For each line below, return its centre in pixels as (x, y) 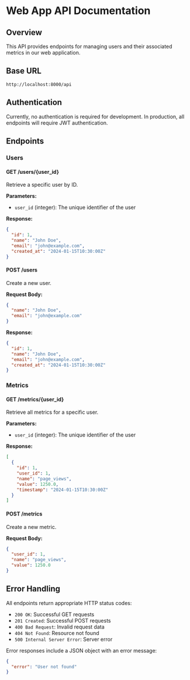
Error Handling (33, 589)
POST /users (22, 270)
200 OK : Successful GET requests (54, 614)
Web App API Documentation (78, 11)
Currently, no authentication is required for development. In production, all (95, 116)
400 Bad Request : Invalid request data (59, 627)
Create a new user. (29, 283)
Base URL (24, 71)
